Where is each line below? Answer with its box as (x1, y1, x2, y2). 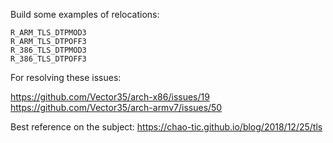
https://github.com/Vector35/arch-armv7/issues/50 (10, 102, 223, 113)
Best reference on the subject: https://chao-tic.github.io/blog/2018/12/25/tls (10, 121, 323, 133)
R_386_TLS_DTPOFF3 (10, 54, 87, 64)
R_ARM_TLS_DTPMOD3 (10, 28, 87, 38)
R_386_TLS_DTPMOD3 (10, 45, 87, 55)
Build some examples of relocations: (10, 9, 160, 20)
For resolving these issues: (10, 72, 122, 83)
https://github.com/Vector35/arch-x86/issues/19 (10, 91, 210, 103)
